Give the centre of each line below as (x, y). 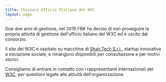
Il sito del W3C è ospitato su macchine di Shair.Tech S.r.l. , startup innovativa (83, 49)
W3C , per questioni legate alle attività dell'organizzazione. (65, 74)
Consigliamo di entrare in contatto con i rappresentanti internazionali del (79, 69)
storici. (12, 59)
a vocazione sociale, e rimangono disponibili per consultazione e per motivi (83, 54)
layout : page (19, 14)
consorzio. (16, 39)
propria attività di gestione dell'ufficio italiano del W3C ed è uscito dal (77, 34)
